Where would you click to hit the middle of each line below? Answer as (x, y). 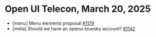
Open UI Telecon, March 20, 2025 (78, 9)
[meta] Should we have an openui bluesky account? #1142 (74, 28)
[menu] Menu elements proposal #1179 (53, 23)
